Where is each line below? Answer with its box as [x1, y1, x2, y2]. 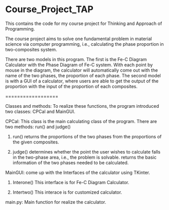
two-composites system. [5, 46, 57, 52]
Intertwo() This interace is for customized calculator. [12, 189, 122, 195]
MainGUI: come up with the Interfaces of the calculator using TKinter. [5, 169, 150, 175]
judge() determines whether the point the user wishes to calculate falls [12, 148, 161, 155]
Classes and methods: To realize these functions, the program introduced [5, 103, 159, 109]
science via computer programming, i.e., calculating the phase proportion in [5, 41, 164, 47]
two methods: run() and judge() [5, 124, 71, 130]
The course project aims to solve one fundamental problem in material [5, 36, 152, 42]
